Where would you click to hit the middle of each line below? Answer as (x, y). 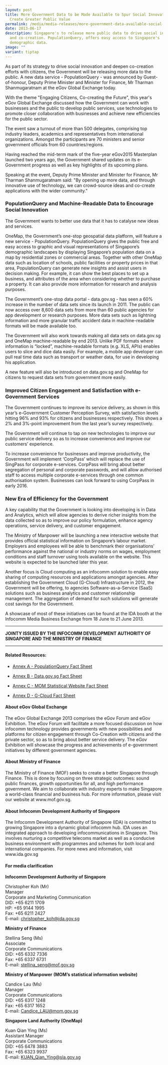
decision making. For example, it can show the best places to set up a (77, 273)
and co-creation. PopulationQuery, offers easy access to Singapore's (85, 38)
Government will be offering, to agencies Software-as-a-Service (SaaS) (79, 588)
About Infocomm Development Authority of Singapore (62, 811)
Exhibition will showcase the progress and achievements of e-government (81, 745)
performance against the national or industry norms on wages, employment (83, 551)
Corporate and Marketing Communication (48, 897)
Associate (15, 943)
